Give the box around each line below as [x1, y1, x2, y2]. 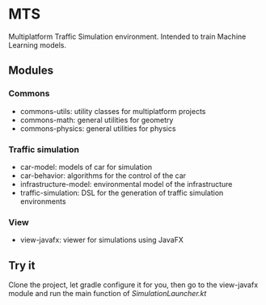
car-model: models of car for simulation [19, 162, 153, 172]
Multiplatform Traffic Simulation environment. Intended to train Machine [8, 32, 247, 41]
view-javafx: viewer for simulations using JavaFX [19, 235, 184, 245]
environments [19, 196, 66, 206]
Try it [8, 258, 36, 272]
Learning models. [8, 40, 67, 49]
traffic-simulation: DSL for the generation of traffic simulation [19, 188, 224, 197]
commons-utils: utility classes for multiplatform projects [19, 106, 206, 116]
